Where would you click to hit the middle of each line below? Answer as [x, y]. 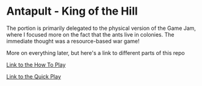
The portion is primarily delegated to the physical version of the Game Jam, [101, 28]
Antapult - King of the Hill [72, 11]
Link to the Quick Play [34, 76]
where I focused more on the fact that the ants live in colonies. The [90, 34]
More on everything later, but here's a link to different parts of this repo [96, 52]
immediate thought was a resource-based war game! [73, 41]
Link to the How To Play [36, 65]
